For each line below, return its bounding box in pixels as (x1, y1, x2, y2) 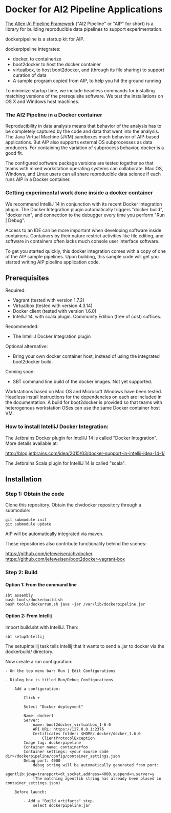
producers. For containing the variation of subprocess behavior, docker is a (5, 145, 164, 151)
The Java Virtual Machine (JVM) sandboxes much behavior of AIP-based (5, 134, 160, 140)
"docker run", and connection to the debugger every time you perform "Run (5, 212, 165, 218)
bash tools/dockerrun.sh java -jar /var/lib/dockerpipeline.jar (5, 602, 145, 607)
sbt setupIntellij (5, 634, 45, 639)
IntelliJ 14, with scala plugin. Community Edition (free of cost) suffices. (12, 314, 162, 320)
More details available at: (5, 440, 58, 446)
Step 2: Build (5, 569, 38, 576)
